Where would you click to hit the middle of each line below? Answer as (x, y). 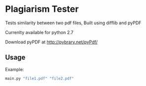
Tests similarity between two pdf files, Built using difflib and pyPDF (73, 23)
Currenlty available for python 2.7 (39, 32)
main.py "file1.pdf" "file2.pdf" (40, 78)
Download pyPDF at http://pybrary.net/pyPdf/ (51, 42)
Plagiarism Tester (42, 9)
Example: (15, 69)
